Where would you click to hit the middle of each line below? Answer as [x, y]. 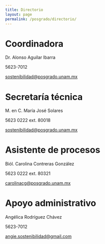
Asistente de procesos [53, 150]
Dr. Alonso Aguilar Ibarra [30, 57]
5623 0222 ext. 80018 [28, 121]
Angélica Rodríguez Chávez [34, 217]
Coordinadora [34, 44]
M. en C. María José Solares [34, 111]
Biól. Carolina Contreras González [40, 164]
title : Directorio [24, 10]
